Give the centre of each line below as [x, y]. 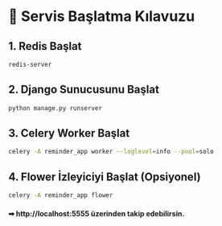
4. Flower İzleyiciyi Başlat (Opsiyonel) [105, 177]
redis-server [30, 64]
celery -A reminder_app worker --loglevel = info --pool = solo [111, 152]
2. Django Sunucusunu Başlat [84, 90]
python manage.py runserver [55, 108]
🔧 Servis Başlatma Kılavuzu [102, 16]
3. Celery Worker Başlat [69, 133]
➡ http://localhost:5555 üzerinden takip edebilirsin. [97, 213]
